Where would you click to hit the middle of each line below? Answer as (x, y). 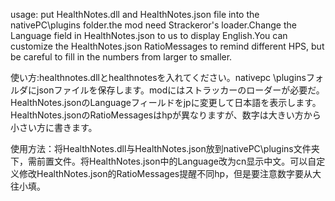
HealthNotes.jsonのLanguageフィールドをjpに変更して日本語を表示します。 (166, 102)
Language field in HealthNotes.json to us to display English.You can (149, 35)
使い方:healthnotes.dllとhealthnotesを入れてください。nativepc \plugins (158, 77)
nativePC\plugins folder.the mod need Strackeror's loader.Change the (153, 25)
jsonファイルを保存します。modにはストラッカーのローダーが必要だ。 (180, 90)
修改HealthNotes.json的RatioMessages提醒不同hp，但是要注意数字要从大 (170, 173)
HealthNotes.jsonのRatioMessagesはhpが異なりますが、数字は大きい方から (166, 115)
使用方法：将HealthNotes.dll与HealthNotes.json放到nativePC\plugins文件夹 (165, 148)
